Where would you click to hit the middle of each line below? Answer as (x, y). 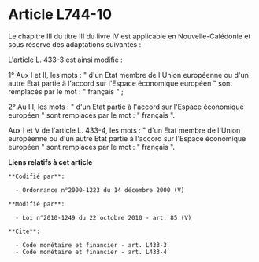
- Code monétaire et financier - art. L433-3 (91, 245)
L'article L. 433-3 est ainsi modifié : (66, 60)
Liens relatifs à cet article (50, 162)
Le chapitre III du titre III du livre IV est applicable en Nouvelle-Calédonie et (129, 36)
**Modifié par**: (37, 204)
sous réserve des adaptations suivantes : (75, 44)
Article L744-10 (60, 15)
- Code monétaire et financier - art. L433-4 (91, 252)
